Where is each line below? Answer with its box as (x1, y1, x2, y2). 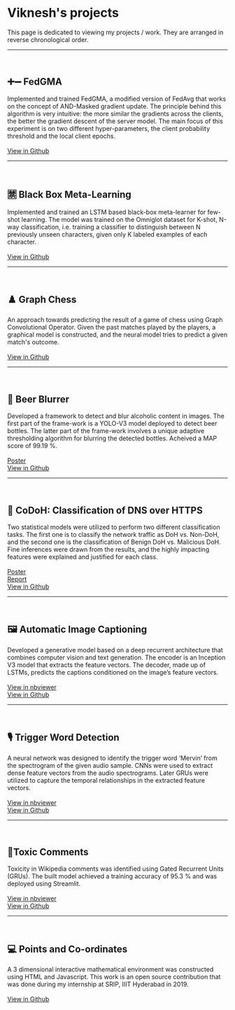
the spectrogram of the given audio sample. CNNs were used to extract (7, 761, 213, 769)
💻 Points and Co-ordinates (7, 943, 128, 955)
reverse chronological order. (7, 35, 89, 43)
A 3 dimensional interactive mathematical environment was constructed (7, 965, 214, 974)
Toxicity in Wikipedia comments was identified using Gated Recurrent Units (7, 864, 224, 873)
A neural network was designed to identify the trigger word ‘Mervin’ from (7, 754, 218, 762)
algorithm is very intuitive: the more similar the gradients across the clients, (7, 109, 224, 118)
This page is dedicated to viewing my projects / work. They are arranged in (7, 28, 224, 36)
